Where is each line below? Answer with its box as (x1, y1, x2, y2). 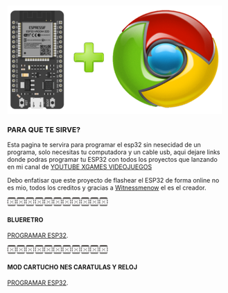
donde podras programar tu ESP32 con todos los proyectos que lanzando (7, 156, 218, 164)
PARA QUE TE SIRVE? (7, 124, 81, 134)
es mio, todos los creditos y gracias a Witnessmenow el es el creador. (7, 183, 207, 192)
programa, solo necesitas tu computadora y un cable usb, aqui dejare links (7, 148, 220, 156)
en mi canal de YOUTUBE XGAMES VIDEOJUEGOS (7, 162, 152, 171)
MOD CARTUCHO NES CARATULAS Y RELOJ (7, 263, 137, 271)
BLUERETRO (7, 215, 44, 224)
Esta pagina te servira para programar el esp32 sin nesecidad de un (7, 141, 201, 149)
